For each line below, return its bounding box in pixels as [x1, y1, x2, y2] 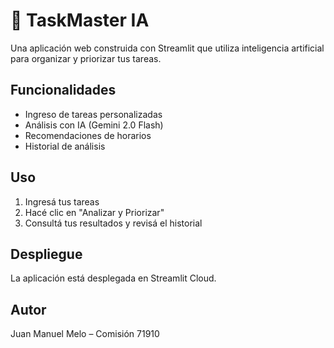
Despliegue [10, 245, 83, 263]
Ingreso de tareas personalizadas [24, 108, 163, 120]
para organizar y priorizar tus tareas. [10, 52, 162, 64]
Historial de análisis [24, 140, 106, 152]
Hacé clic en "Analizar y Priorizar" [24, 206, 165, 218]
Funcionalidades [10, 82, 117, 99]
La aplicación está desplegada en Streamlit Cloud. [10, 272, 217, 284]
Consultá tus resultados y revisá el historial [24, 217, 203, 229]
